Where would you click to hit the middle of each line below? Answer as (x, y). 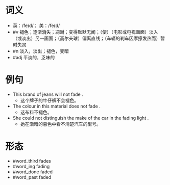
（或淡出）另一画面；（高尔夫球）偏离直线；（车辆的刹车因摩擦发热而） (87, 38)
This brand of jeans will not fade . (48, 94)
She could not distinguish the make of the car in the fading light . (81, 118)
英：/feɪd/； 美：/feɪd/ (36, 25)
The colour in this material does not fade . (56, 106)
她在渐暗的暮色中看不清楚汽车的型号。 (60, 124)
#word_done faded (32, 172)
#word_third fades (32, 161)
